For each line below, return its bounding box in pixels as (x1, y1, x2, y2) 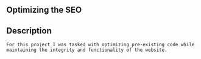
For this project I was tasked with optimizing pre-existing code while (6, 42, 195, 48)
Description (6, 26, 52, 36)
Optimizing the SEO (6, 5, 82, 15)
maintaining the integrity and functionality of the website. (6, 47, 167, 54)
